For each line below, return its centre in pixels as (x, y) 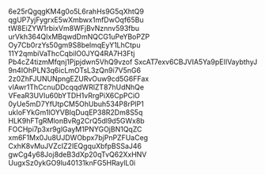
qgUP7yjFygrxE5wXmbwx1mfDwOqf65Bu (76, 20)
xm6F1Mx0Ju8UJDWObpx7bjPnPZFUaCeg (78, 137)
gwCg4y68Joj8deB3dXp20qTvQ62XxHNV (78, 154)
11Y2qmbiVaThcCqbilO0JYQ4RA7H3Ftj (72, 53)
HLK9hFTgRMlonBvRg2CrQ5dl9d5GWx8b (76, 121)
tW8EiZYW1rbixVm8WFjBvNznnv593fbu (74, 28)
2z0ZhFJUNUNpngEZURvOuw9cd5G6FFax (79, 79)
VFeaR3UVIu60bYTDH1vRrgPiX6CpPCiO (74, 95)
